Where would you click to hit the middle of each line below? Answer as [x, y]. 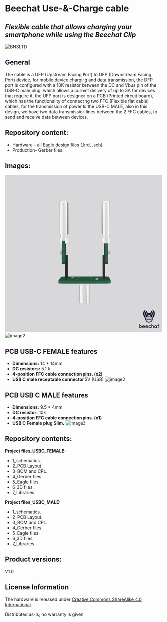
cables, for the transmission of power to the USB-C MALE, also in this [76, 106]
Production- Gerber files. [38, 150]
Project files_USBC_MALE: [33, 502]
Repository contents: [39, 439]
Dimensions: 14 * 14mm [37, 364]
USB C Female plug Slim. [38, 423]
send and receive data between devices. [47, 117]
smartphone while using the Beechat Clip [71, 35]
